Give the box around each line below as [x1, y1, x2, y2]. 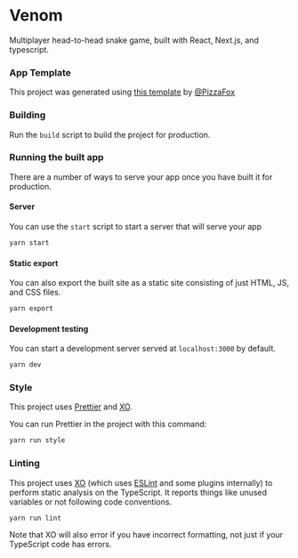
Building [9, 109, 46, 121]
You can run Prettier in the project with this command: [9, 419, 207, 430]
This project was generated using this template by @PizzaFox [9, 86, 236, 98]
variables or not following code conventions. [9, 496, 172, 507]
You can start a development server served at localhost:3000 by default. [9, 344, 276, 354]
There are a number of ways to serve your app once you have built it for [9, 171, 273, 182]
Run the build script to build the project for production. [9, 129, 211, 140]
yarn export [9, 304, 53, 313]
